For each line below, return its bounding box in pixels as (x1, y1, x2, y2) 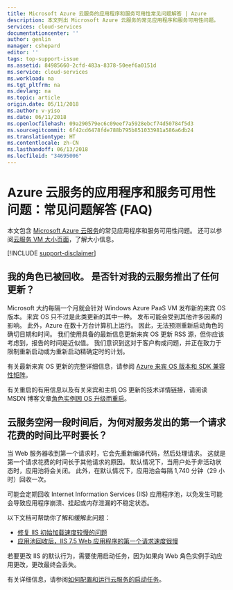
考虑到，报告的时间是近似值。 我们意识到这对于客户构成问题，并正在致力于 (7, 338, 222, 346)
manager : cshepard (7, 42, 60, 49)
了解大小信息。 (75, 234, 118, 244)
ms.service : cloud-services (7, 68, 89, 75)
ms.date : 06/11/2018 (7, 113, 67, 120)
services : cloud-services (7, 23, 82, 30)
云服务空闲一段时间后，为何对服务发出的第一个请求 (7, 417, 226, 429)
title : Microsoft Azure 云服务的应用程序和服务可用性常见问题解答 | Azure (7, 10, 207, 17)
